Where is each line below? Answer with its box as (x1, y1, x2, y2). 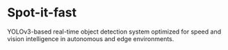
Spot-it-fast (7, 5, 77, 21)
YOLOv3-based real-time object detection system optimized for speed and (7, 27, 221, 36)
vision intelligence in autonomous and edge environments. (7, 34, 174, 42)
